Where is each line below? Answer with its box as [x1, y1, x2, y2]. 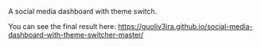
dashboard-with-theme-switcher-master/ [8, 31, 144, 39]
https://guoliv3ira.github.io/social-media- [118, 22, 253, 31]
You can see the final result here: [8, 22, 117, 31]
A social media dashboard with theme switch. [8, 7, 158, 16]
